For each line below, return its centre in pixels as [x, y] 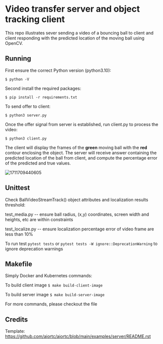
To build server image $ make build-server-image [55, 295]
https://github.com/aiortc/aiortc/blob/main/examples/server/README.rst [78, 336]
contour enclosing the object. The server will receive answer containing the [81, 153]
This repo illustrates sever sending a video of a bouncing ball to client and [79, 33]
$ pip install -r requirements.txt [41, 97]
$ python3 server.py [26, 115]
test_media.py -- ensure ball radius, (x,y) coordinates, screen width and [77, 214]
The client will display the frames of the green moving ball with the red [76, 147]
